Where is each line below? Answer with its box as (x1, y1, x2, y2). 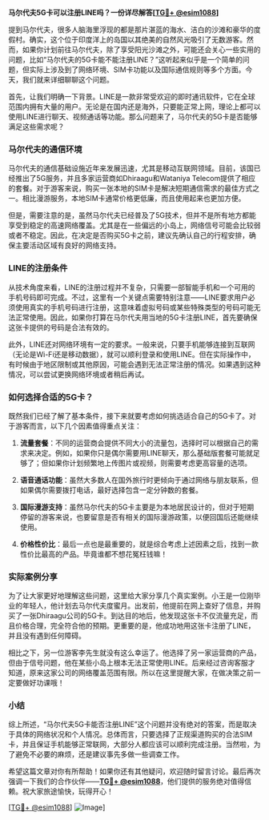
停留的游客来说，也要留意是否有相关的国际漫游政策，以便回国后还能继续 (19, 512, 259, 521)
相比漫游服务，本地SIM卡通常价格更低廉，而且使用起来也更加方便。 (22, 194, 246, 203)
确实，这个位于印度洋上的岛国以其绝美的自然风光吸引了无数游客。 (29, 35, 247, 44)
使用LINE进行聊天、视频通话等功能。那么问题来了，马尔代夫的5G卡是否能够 (8, 112, 258, 121)
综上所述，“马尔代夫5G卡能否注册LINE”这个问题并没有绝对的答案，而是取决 (8, 720, 257, 730)
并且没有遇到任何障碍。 (8, 631, 86, 641)
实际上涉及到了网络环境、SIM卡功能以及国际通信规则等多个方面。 (29, 65, 246, 74)
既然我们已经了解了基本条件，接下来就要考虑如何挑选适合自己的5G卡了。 (8, 411, 250, 420)
